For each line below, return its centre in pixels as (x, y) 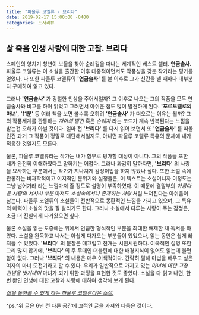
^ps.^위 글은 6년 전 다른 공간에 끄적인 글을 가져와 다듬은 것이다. (80, 306)
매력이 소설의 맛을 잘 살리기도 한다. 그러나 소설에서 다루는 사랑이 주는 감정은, (101, 208)
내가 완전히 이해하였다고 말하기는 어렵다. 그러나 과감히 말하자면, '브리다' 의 (93, 164)
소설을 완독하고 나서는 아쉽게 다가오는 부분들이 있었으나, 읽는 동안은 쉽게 (103, 236)
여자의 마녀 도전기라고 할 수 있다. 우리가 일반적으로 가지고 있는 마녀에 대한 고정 (97, 266)
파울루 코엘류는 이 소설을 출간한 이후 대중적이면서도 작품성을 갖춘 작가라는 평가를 (100, 71)
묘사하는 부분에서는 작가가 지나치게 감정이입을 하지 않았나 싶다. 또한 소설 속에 (102, 171)
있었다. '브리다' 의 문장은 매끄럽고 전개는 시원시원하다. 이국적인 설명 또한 (108, 243)
